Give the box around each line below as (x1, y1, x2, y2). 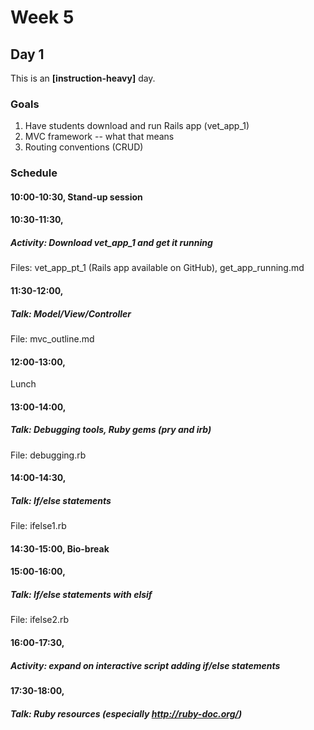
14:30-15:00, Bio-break (10, 542, 110, 555)
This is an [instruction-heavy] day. (10, 72, 156, 84)
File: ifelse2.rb (10, 614, 70, 626)
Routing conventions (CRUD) (24, 141, 144, 153)
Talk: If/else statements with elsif (10, 589, 153, 601)
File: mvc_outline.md (10, 332, 95, 345)
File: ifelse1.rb (10, 520, 67, 532)
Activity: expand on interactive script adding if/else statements (10, 659, 281, 671)
